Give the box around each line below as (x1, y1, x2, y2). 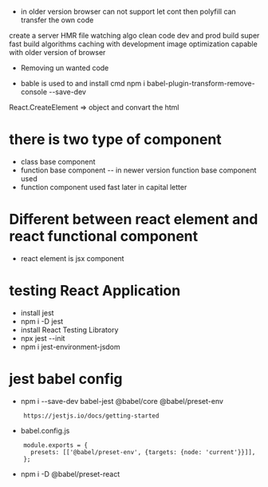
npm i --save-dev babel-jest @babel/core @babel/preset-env (20, 396, 224, 406)
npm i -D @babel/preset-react (20, 469, 120, 478)
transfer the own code (20, 15, 94, 25)
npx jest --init (20, 333, 65, 342)
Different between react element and (9, 211, 258, 228)
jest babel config (9, 370, 123, 388)
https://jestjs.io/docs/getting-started (23, 411, 160, 420)
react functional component (9, 228, 199, 246)
